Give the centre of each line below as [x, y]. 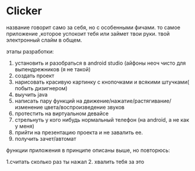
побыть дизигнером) [41, 88]
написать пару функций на [49, 101]
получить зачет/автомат [45, 138]
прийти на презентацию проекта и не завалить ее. [79, 132]
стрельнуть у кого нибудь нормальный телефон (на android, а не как [102, 119]
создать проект [34, 75]
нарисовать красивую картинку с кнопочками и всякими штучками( [102, 82]
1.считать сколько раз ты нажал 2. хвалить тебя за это [75, 161]
